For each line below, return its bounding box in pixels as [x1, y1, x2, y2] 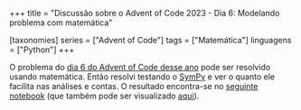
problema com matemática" [9, 17, 113, 28]
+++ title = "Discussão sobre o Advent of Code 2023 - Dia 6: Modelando [9, 8, 280, 18]
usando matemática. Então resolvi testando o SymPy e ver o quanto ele [9, 71, 276, 82]
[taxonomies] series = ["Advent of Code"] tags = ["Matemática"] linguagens [9, 35, 292, 45]
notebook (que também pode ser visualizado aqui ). [9, 90, 200, 101]
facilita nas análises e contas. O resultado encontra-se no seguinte [9, 81, 259, 91]
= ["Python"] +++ [9, 44, 75, 55]
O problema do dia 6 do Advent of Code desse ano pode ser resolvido [9, 62, 271, 72]
